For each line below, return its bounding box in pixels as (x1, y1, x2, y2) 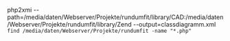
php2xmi (7, 6, 32, 14)
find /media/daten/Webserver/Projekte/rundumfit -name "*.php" (7, 27, 192, 34)
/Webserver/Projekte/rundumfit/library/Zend (7, 20, 132, 28)
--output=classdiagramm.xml (133, 20, 216, 28)
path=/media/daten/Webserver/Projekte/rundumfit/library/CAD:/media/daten (7, 13, 224, 21)
